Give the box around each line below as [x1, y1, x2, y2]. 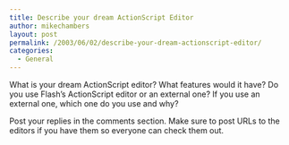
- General [17, 55, 54, 64]
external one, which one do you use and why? [9, 98, 179, 108]
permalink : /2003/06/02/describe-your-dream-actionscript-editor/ [9, 38, 262, 47]
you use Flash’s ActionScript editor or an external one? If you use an [9, 89, 261, 99]
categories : [9, 47, 54, 55]
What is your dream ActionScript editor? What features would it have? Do [9, 80, 279, 90]
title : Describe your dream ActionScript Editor [9, 13, 194, 22]
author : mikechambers [9, 21, 90, 30]
